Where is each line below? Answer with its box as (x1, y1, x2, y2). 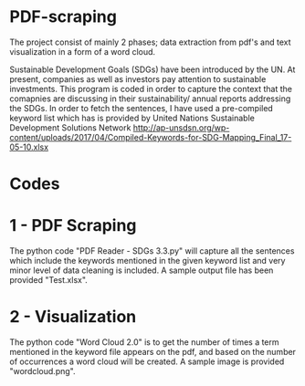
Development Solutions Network (9, 121, 131, 133)
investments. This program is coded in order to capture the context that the (9, 83, 292, 94)
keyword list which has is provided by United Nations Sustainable (9, 112, 256, 123)
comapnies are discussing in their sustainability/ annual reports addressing (9, 93, 291, 104)
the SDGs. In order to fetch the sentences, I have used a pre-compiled (9, 102, 274, 113)
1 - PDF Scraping (9, 215, 137, 236)
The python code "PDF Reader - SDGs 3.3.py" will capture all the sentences (9, 245, 295, 256)
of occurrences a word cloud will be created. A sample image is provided (9, 356, 285, 367)
